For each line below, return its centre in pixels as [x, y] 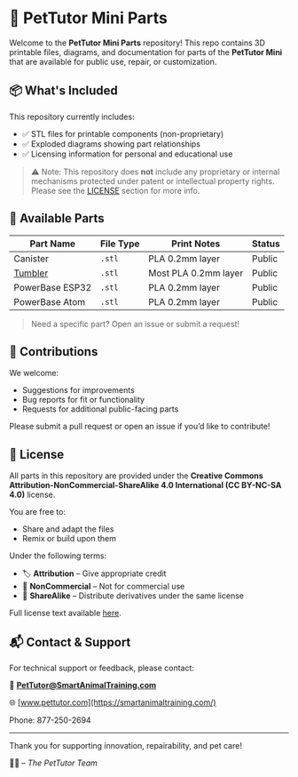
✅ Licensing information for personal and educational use [127, 154]
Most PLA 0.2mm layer [196, 273]
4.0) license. [32, 495]
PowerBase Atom [50, 301]
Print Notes [196, 244]
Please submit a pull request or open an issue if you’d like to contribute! [140, 427]
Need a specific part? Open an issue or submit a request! [135, 324]
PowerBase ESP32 [53, 287]
